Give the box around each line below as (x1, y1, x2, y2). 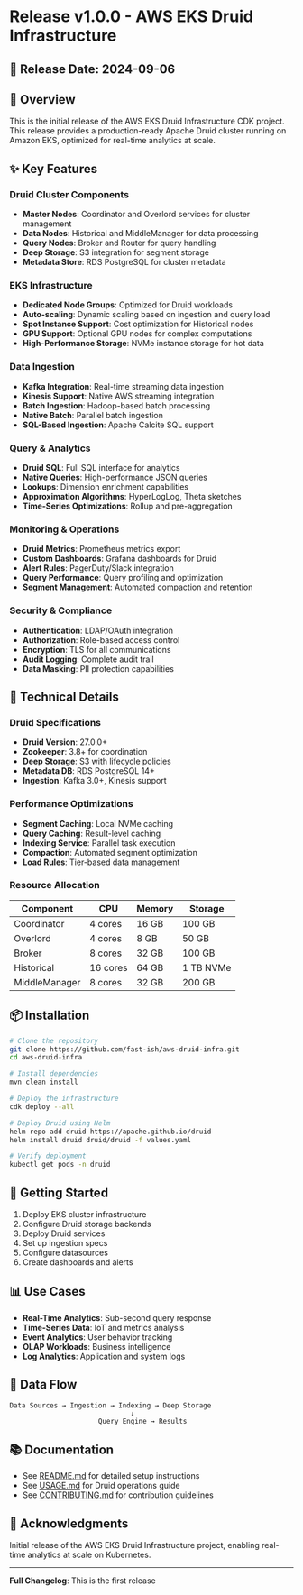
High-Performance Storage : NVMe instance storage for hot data (22, 338, 264, 349)
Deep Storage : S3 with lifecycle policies (22, 756, 171, 767)
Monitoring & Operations (9, 523, 120, 536)
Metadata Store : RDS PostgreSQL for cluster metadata (22, 257, 227, 268)
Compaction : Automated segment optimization (22, 847, 198, 857)
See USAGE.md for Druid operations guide (22, 1480, 180, 1491)
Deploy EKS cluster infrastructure (22, 1208, 147, 1219)
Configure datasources (22, 1247, 108, 1258)
